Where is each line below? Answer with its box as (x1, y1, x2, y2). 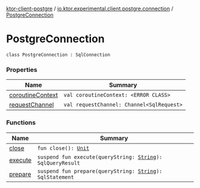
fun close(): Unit (37, 145, 89, 151)
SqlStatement (37, 174, 74, 180)
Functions (6, 118, 36, 127)
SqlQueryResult (37, 159, 80, 166)
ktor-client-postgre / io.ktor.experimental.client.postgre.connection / (6, 5, 174, 12)
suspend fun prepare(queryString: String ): (37, 168, 162, 174)
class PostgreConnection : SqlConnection (6, 52, 111, 58)
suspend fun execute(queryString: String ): (37, 153, 162, 160)
